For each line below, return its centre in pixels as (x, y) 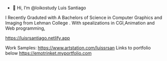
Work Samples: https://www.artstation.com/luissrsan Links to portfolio (78, 48)
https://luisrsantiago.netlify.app (38, 38)
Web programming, (25, 28)
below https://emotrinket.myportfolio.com (48, 53)
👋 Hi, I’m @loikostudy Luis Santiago (49, 8)
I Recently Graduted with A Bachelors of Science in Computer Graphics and (84, 17)
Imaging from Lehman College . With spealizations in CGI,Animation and (80, 23)
